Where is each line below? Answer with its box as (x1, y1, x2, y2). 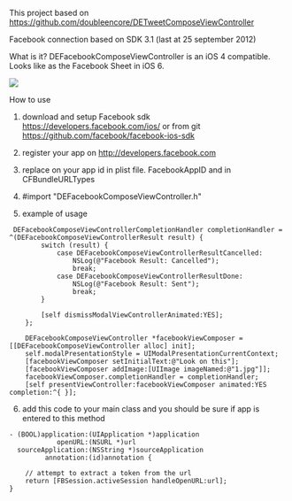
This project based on (9, 8, 89, 18)
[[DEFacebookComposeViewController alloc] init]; (9, 342, 196, 351)
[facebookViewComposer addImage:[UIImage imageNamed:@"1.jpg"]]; (25, 365, 272, 374)
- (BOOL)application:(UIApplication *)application (9, 430, 200, 439)
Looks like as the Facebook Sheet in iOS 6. (9, 61, 165, 71)
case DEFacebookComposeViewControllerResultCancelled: (56, 249, 264, 258)
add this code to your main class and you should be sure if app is (21, 404, 260, 414)
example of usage (21, 208, 88, 219)
